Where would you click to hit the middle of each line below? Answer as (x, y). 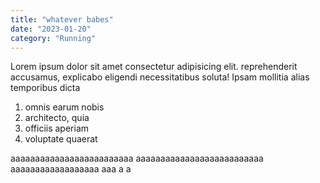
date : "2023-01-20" (51, 29)
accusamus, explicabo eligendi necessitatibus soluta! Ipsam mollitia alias (160, 77)
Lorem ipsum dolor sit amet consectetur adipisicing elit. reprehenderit (154, 67)
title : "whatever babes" (62, 19)
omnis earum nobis (64, 107)
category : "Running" (53, 38)
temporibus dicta (45, 88)
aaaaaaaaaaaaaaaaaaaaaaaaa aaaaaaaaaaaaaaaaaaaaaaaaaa (137, 158)
